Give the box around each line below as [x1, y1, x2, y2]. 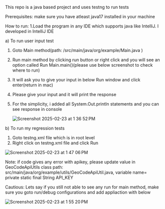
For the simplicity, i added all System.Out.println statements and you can [12, 101, 159, 107]
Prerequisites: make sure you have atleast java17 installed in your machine [5, 14, 155, 19]
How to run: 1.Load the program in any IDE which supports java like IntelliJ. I [5, 23, 159, 29]
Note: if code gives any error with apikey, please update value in [5, 159, 135, 165]
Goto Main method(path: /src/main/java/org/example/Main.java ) [12, 48, 143, 53]
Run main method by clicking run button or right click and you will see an [12, 57, 160, 63]
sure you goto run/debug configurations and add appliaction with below [5, 189, 151, 195]
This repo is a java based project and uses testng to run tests [5, 4, 129, 10]
